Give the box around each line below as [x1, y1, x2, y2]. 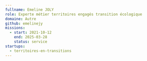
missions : [5, 26, 26, 30]
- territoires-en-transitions [9, 48, 72, 53]
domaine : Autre [5, 16, 37, 21]
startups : [5, 44, 26, 49]
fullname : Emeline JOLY [5, 7, 54, 12]
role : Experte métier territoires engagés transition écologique [5, 12, 142, 17]
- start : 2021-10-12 [9, 30, 52, 35]
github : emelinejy [5, 21, 43, 26]
